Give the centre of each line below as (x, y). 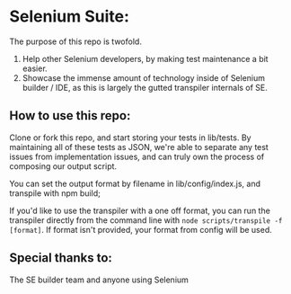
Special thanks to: (61, 258)
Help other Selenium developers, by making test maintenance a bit (145, 58)
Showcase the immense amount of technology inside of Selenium (144, 77)
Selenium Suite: (70, 17)
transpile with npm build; (55, 193)
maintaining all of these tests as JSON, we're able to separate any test (139, 147)
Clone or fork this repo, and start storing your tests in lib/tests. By (130, 138)
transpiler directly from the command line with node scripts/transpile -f (146, 220)
